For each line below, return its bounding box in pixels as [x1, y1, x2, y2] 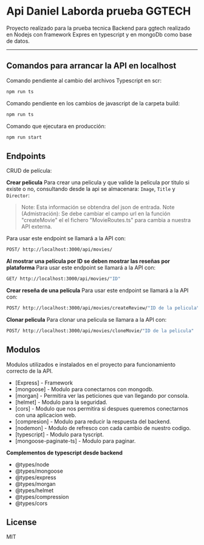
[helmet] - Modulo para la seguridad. [15, 398, 107, 406]
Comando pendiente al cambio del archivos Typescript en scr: [6, 77, 162, 84]
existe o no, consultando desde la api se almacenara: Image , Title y [6, 186, 175, 193]
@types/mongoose [15, 467, 64, 474]
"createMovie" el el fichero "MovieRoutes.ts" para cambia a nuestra [21, 217, 191, 224]
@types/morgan [15, 480, 56, 487]
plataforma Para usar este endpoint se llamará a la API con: [6, 264, 156, 271]
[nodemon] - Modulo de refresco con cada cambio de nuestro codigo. [15, 424, 191, 431]
